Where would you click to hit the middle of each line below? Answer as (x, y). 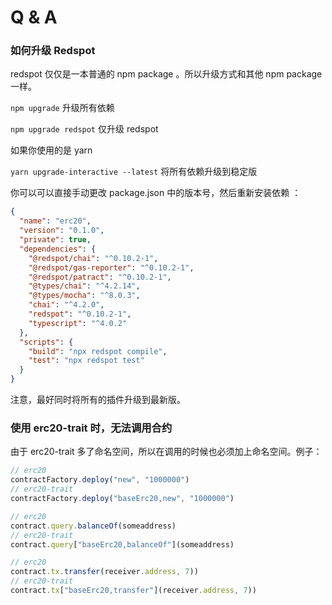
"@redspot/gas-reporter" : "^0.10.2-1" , (111, 267)
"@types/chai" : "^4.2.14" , (84, 286)
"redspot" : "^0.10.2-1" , (80, 314)
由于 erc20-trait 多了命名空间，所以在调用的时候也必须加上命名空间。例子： (166, 452)
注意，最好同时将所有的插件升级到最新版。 (98, 400)
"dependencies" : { (58, 249)
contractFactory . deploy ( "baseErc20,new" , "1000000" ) (122, 499)
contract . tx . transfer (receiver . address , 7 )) (104, 572)
